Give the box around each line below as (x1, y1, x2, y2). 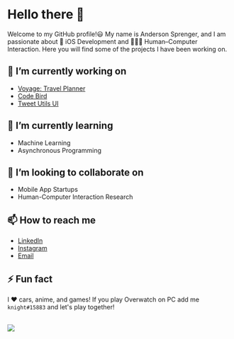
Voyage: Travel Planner (17, 84, 86, 93)
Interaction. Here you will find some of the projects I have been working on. (7, 45, 228, 53)
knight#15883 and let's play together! (7, 303, 115, 311)
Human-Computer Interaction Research (17, 193, 133, 201)
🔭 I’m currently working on (7, 65, 127, 77)
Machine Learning (17, 138, 71, 147)
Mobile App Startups (17, 185, 78, 194)
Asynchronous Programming (17, 146, 101, 154)
